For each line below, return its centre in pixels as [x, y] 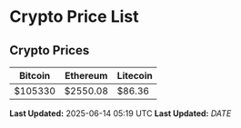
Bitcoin [35, 76]
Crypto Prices [50, 50]
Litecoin [135, 76]
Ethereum [86, 76]
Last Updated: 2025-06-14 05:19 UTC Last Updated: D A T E [120, 113]
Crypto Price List [74, 17]
